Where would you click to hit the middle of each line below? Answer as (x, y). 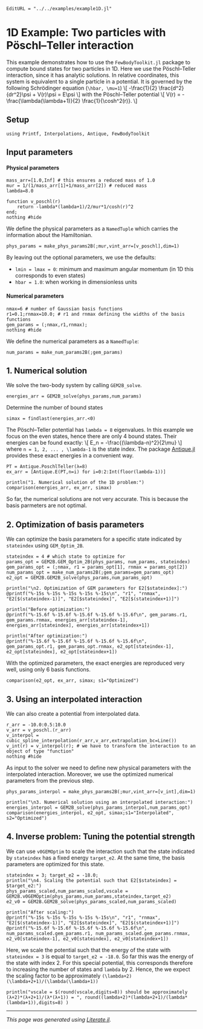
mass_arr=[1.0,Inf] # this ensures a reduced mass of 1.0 (81, 181)
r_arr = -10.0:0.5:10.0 (36, 725)
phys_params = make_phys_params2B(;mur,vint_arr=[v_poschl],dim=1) (93, 246)
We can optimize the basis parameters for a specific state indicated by (94, 539)
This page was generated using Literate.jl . (59, 1019)
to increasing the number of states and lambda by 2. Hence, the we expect (98, 969)
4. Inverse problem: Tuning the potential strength (101, 837)
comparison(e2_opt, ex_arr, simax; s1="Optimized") (72, 681)
